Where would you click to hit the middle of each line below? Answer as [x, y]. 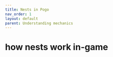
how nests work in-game [57, 47]
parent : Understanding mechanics [39, 23]
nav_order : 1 [18, 14]
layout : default [22, 19]
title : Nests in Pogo [27, 9]
